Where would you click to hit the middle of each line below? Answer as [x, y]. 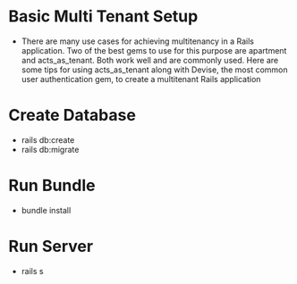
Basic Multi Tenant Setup [103, 17]
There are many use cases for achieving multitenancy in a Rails [137, 41]
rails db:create [48, 139]
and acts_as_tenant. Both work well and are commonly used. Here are [150, 60]
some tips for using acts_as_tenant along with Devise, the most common [154, 70]
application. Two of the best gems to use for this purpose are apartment [154, 50]
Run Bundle [52, 186]
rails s [32, 271]
